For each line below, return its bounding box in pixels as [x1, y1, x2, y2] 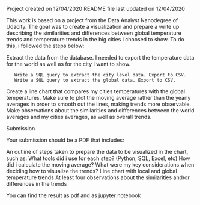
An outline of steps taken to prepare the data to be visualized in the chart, [6, 148, 189, 155]
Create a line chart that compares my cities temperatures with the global [6, 88, 185, 95]
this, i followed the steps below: [6, 42, 85, 49]
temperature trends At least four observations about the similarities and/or [6, 174, 190, 181]
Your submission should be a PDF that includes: [6, 136, 124, 144]
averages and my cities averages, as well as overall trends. [6, 114, 152, 120]
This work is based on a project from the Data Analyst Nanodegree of [6, 17, 178, 23]
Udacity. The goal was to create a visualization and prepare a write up [6, 23, 180, 30]
